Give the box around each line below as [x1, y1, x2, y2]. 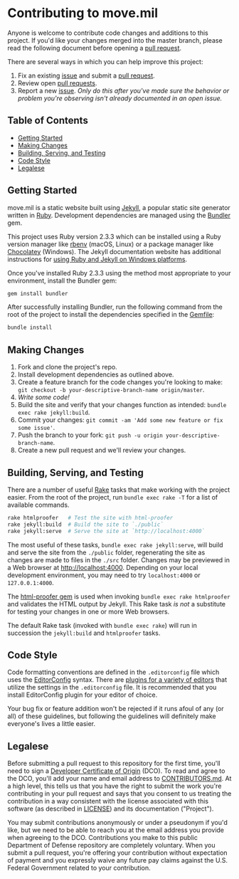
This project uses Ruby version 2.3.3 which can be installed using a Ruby [7, 232, 222, 241]
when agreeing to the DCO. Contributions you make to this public [7, 833, 198, 842]
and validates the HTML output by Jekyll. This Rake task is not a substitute [7, 599, 226, 608]
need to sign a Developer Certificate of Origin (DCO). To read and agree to [7, 767, 225, 775]
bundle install [7, 324, 53, 332]
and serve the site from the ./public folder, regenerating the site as [7, 548, 206, 557]
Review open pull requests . [17, 78, 97, 87]
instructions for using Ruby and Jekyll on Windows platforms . [7, 255, 187, 263]
